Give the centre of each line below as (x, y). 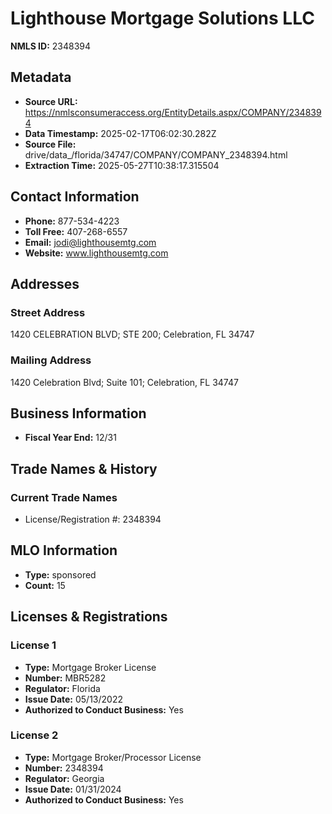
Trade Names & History (84, 468)
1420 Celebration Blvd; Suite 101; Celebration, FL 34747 (124, 382)
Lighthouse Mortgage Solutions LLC (162, 18)
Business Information (78, 413)
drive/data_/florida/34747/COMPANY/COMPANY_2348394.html (156, 154)
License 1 (33, 645)
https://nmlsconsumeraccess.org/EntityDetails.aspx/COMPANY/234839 (173, 112)
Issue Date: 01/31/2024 (73, 789)
